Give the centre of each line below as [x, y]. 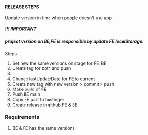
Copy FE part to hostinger [38, 99]
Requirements [22, 117]
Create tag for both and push [41, 68]
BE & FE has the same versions [43, 128]
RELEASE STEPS [22, 7]
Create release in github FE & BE [45, 105]
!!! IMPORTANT [21, 29]
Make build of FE [29, 89]
